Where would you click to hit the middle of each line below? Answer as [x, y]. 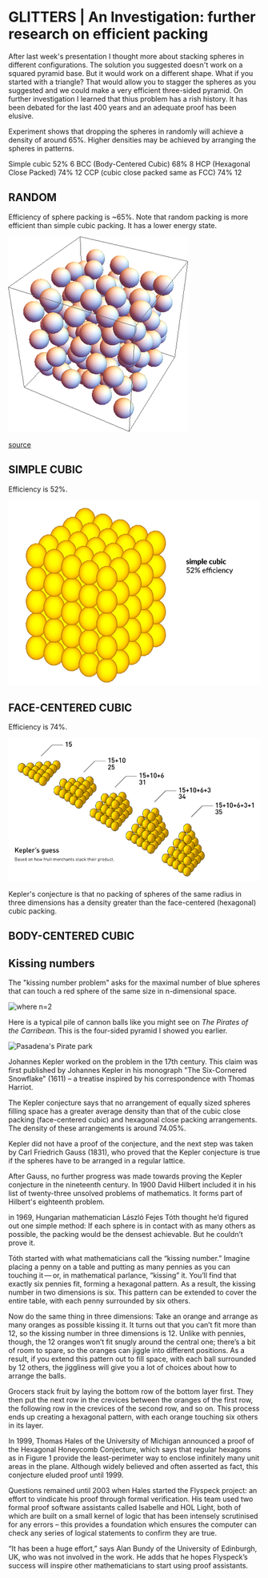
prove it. [22, 1243]
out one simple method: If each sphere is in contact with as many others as [132, 1226]
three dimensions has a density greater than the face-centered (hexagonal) [132, 903]
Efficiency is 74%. [38, 727]
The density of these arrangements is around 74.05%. [97, 1128]
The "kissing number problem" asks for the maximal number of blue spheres [134, 983]
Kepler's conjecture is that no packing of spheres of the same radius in [125, 894]
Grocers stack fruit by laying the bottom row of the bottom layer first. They [131, 1391]
